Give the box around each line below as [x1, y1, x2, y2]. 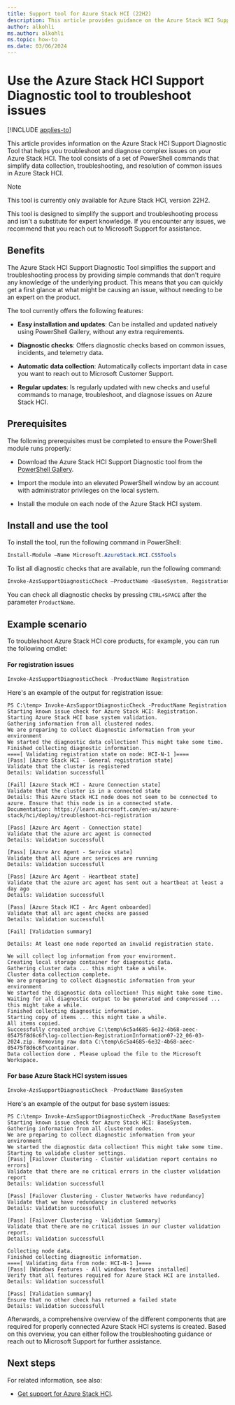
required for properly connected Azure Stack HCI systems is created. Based [7, 1323, 227, 1331]
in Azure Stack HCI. [7, 168, 64, 177]
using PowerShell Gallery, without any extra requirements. [17, 327, 185, 336]
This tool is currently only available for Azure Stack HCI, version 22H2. [7, 196, 211, 204]
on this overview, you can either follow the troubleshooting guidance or [7, 1330, 213, 1339]
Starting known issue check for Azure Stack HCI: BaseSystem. [7, 1119, 192, 1126]
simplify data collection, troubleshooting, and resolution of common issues [7, 161, 222, 170]
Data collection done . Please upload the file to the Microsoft [7, 1051, 201, 1058]
